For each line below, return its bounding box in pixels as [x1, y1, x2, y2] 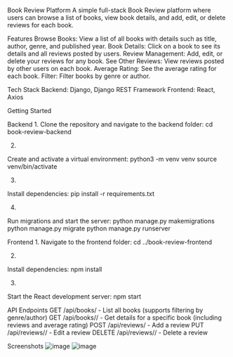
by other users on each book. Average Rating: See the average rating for [7, 65, 217, 72]
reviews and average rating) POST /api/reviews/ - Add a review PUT [7, 321, 204, 329]
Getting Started [7, 107, 52, 115]
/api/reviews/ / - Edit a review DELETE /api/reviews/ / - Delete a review [7, 328, 208, 337]
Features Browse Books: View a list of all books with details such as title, [7, 34, 218, 43]
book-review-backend [7, 128, 72, 136]
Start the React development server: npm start [7, 292, 142, 301]
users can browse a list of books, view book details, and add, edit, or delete [7, 13, 226, 22]
